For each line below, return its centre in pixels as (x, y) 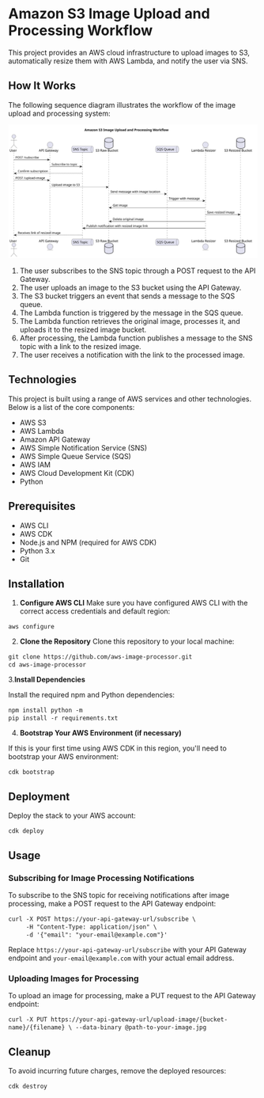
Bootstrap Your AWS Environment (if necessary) (100, 733)
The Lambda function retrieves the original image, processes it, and (130, 321)
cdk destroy (28, 1086)
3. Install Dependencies (47, 680)
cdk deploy (26, 831)
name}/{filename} (37, 1028)
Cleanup (30, 1052)
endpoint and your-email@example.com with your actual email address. (121, 958)
